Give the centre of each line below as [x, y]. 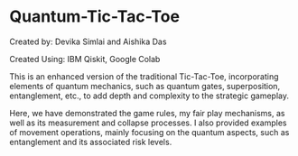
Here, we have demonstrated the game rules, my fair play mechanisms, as [147, 113]
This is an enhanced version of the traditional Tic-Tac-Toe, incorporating [144, 76]
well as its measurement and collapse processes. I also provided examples [148, 123]
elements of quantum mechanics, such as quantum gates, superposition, [145, 86]
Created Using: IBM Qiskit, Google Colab [85, 59]
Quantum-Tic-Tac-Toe [95, 17]
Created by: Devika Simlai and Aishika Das [88, 41]
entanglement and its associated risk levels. [91, 142]
